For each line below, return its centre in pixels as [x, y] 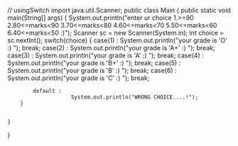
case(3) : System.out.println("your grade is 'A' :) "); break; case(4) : [106, 55]
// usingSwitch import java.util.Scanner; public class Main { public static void [119, 10]
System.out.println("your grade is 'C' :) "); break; [79, 78]
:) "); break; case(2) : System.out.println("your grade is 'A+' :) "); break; [111, 48]
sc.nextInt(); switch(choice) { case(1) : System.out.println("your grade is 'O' [117, 40]
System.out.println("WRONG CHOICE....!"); [135, 97]
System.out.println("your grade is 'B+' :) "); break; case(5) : [94, 63]
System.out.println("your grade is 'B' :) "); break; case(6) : [92, 71]
